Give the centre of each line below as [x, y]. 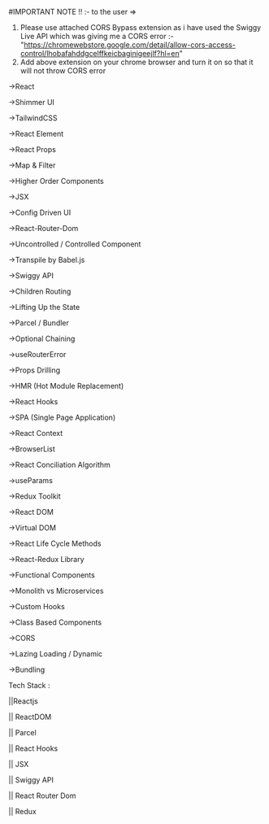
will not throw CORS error [63, 71]
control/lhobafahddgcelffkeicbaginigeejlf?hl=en [100, 53]
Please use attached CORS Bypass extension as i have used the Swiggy [141, 27]
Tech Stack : [29, 685]
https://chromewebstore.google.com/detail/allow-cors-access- [130, 45]
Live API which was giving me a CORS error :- [97, 36]
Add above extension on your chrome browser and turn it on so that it [137, 62]
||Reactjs [23, 701]
